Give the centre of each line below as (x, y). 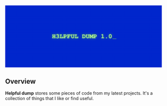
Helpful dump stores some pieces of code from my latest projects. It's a (79, 93)
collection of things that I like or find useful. (49, 99)
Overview (21, 81)
